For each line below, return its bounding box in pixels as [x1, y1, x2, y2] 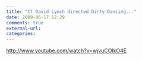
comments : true [6, 20, 44, 26]
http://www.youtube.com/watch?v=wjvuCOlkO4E [6, 47, 127, 54]
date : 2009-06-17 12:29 [6, 14, 65, 20]
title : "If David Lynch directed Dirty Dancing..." [6, 8, 137, 15]
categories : [6, 31, 36, 37]
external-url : [6, 25, 42, 31]
